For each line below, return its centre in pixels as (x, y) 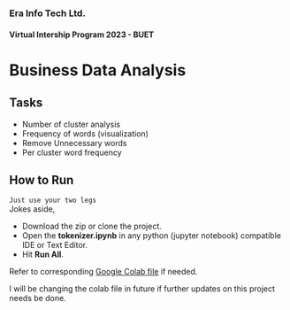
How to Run (42, 180)
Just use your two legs (53, 201)
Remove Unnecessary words (74, 143)
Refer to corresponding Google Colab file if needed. (103, 272)
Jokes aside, (32, 209)
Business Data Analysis (98, 70)
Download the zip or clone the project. (92, 226)
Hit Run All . (43, 254)
